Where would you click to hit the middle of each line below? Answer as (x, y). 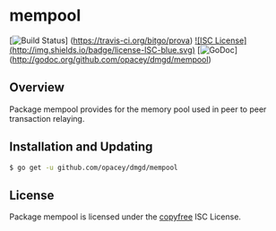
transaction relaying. (47, 118)
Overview (37, 87)
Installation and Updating (81, 147)
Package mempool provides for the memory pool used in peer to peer (138, 109)
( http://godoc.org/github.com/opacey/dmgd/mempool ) (111, 59)
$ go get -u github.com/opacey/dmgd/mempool (94, 167)
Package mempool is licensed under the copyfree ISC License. (125, 217)
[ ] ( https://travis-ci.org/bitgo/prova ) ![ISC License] (128, 40)
